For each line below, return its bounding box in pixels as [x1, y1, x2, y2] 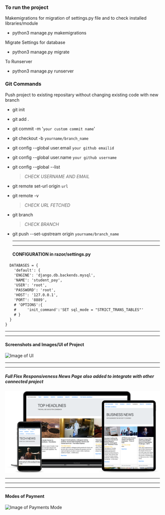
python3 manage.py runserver [12, 68, 74, 74]
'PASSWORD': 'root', [14, 288, 56, 293]
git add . [12, 116, 29, 122]
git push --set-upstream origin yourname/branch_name [12, 231, 119, 237]
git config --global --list [12, 164, 60, 170]
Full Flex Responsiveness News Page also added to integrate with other [5, 373, 154, 379]
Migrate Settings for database [5, 39, 65, 45]
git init [12, 107, 25, 112]
